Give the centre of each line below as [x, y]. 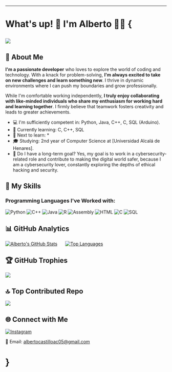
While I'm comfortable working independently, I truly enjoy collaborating [82, 96]
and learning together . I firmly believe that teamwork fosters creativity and [84, 106]
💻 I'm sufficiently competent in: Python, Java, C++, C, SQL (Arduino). [86, 122]
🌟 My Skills [23, 186]
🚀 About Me [24, 57]
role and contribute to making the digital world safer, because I [95, 159]
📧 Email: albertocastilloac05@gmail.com [48, 341]
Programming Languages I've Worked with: [60, 201]
